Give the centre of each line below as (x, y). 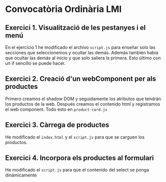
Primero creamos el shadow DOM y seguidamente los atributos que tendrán (83, 99)
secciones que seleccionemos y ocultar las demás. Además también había (82, 53)
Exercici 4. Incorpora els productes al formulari (80, 158)
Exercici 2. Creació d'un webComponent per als (81, 79)
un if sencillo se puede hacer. (35, 63)
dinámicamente (21, 175)
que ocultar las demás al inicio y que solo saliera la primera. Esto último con (83, 58)
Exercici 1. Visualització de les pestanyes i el (76, 28)
